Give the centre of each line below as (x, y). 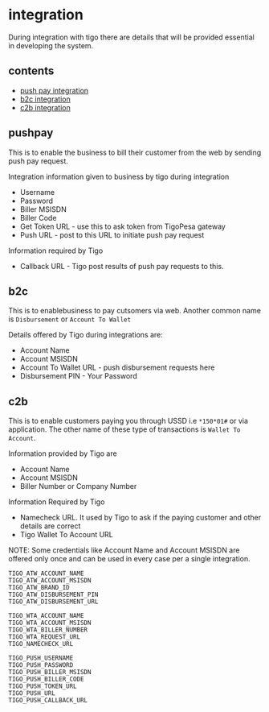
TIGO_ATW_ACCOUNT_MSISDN (50, 581)
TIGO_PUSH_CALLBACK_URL (48, 701)
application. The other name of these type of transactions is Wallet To (124, 429)
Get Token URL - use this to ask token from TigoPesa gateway (123, 226)
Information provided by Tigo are (63, 453)
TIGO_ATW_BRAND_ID (39, 588)
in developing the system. (51, 45)
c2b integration (45, 107)
